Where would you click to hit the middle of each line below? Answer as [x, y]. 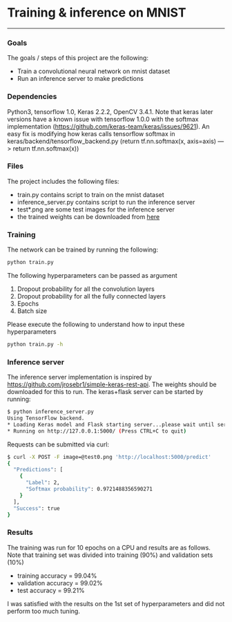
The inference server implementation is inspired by [79, 377]
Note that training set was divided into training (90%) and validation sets [110, 555]
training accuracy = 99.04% [57, 576]
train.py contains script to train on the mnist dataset [90, 194]
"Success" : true [37, 508]
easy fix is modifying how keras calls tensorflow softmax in [91, 133]
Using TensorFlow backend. [46, 418]
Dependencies [32, 97]
